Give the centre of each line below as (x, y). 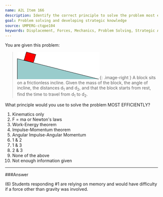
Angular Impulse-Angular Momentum (49, 135)
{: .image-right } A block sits (128, 78)
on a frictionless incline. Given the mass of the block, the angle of (82, 83)
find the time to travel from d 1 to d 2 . (52, 95)
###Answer (17, 174)
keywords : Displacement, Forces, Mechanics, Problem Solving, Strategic (80, 31)
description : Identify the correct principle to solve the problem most (80, 15)
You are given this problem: (32, 45)
